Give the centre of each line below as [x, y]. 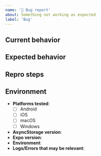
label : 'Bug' [19, 19]
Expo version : [27, 137]
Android [28, 109]
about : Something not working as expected [50, 15]
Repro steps [24, 74]
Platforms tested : [31, 104]
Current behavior [33, 40]
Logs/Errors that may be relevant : [48, 148]
